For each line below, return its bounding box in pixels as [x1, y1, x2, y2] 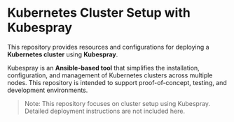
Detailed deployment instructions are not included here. [24, 107, 186, 115]
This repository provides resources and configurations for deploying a [7, 43, 209, 51]
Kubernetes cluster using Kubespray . [7, 50, 118, 59]
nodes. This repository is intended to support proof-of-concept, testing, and [7, 78, 228, 86]
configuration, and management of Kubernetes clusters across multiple [7, 71, 213, 79]
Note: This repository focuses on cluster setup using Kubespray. [24, 99, 211, 107]
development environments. [7, 86, 88, 94]
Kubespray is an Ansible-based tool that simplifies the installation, [7, 63, 200, 72]
